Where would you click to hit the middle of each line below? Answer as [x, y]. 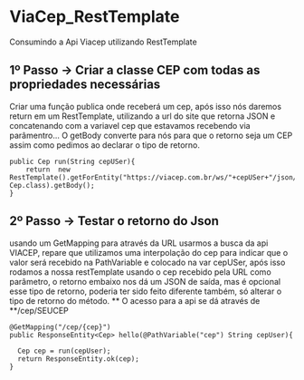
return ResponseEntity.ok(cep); [79, 359]
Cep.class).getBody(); [52, 185]
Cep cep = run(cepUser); [64, 351]
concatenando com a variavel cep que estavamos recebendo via [130, 125]
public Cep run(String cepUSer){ [72, 161]
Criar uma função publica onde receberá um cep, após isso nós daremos [146, 106]
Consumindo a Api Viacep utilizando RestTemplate [103, 42]
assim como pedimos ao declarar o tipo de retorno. [105, 145]
